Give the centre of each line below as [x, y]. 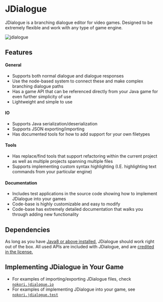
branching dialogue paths [38, 86]
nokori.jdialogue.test [35, 295]
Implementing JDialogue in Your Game [64, 267]
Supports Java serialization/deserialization [55, 123]
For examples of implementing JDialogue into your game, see [73, 289]
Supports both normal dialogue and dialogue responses [68, 76]
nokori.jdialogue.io [33, 284]
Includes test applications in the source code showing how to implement [84, 194]
